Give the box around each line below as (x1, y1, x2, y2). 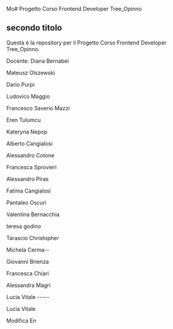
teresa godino (6, 222, 41, 230)
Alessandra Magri (6, 281, 51, 289)
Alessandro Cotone (6, 152, 55, 159)
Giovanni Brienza (6, 258, 49, 265)
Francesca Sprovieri (6, 163, 57, 171)
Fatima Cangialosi (6, 187, 51, 194)
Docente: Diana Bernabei (6, 57, 69, 65)
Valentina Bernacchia (6, 210, 60, 218)
